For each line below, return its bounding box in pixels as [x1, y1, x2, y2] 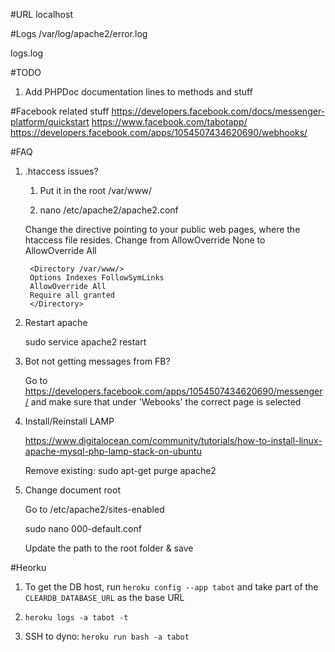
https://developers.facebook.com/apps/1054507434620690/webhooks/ [10, 127, 308, 138]
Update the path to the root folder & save [24, 542, 194, 554]
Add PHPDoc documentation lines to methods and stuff [24, 86, 253, 98]
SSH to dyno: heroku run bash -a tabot [24, 630, 190, 642]
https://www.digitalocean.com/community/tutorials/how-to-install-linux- [24, 435, 323, 446]
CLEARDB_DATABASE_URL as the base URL [24, 592, 185, 603]
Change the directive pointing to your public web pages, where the [24, 224, 301, 235]
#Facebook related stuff [10, 105, 110, 117]
